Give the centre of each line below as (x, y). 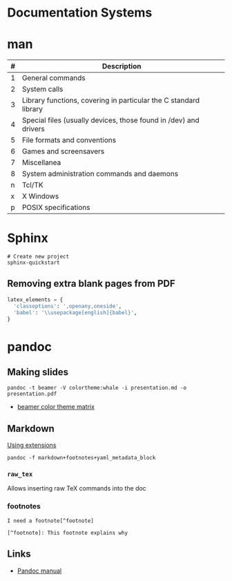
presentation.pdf (32, 394)
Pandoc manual (39, 571)
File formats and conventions (69, 140)
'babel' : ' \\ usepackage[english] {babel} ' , (75, 312)
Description (122, 66)
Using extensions (32, 445)
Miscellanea (41, 162)
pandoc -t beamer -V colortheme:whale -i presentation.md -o (97, 388)
